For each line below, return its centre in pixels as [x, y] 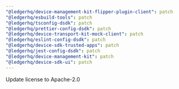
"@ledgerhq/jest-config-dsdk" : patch [53, 51]
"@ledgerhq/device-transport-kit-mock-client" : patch [75, 34]
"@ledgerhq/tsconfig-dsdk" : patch [49, 23]
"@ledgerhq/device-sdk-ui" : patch [49, 62]
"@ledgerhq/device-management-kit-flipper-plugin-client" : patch [89, 12]
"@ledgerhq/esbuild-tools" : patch [49, 17]
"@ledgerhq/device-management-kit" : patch [60, 57]
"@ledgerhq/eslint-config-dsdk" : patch [56, 40]
